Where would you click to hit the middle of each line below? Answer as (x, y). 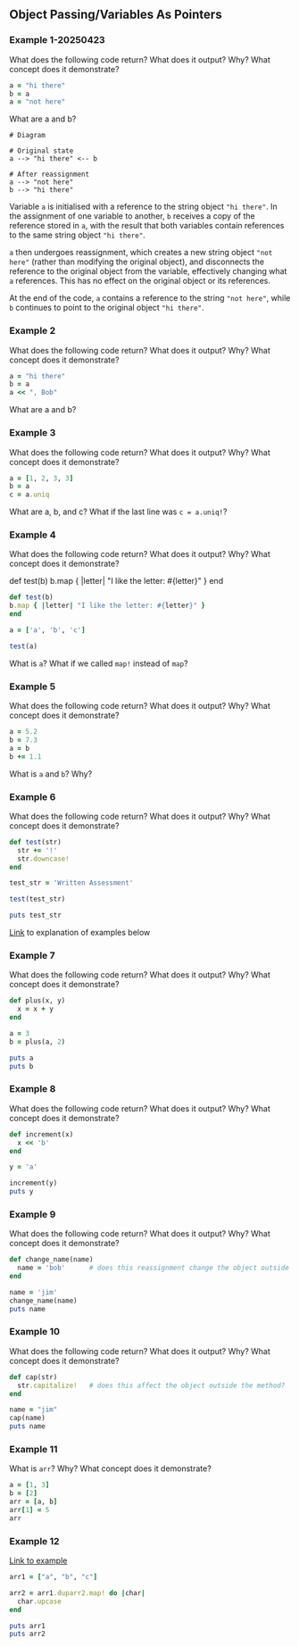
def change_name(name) (51, 1260)
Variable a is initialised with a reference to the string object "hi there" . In (144, 207)
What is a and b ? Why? (51, 774)
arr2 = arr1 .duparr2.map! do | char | (77, 1593)
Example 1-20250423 (57, 40)
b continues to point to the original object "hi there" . (107, 308)
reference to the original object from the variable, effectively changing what (148, 271)
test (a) (24, 646)
